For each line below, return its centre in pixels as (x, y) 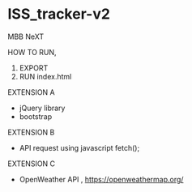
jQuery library (42, 108)
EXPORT (34, 68)
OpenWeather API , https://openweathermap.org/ (101, 179)
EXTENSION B (31, 132)
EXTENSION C (32, 164)
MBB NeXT (26, 36)
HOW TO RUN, (32, 52)
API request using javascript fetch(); (79, 147)
